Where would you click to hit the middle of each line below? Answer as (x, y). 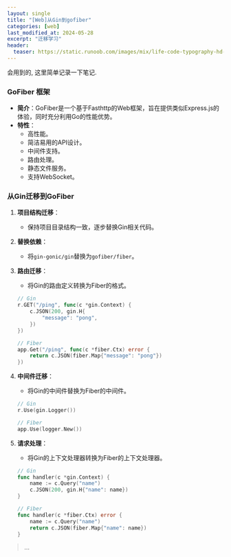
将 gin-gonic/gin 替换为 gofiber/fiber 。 (82, 256)
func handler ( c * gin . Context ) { (63, 477)
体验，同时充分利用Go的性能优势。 (66, 117)
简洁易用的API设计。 (56, 142)
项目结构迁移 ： (38, 212)
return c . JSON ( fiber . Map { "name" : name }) (88, 528)
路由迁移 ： (32, 271)
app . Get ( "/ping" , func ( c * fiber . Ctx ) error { (83, 349)
